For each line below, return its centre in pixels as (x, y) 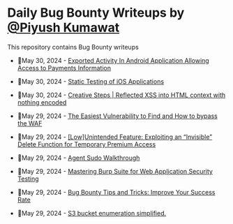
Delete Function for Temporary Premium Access (87, 144)
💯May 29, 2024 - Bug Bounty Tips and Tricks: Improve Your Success (116, 192)
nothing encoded (42, 102)
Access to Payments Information (64, 68)
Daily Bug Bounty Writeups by (96, 13)
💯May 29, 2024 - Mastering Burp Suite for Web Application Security (115, 171)
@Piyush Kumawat (63, 28)
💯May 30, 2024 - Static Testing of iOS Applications (91, 81)
